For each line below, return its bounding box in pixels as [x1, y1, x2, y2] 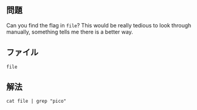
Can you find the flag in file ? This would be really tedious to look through [6, 21, 192, 29]
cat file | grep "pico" [6, 98, 67, 105]
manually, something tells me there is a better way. [6, 28, 134, 35]
